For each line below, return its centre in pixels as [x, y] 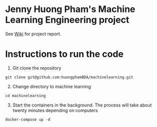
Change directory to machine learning [52, 86]
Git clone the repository [37, 68]
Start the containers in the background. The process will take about [82, 105]
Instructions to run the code [64, 54]
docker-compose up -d [28, 119]
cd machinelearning [26, 96]
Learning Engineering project [67, 20]
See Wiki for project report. [33, 34]
